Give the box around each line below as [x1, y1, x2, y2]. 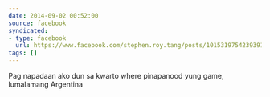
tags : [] [8, 49, 38, 57]
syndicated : [8, 26, 48, 34]
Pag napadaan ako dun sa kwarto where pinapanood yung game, [8, 71, 224, 80]
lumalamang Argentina [8, 79, 83, 89]
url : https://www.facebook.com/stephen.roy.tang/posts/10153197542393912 [15, 42, 268, 50]
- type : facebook [8, 34, 67, 42]
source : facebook [8, 19, 67, 27]
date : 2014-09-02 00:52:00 [8, 11, 99, 20]
